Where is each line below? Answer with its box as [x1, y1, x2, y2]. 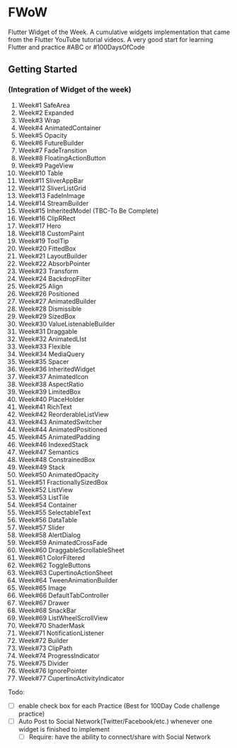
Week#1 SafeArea [18, 101, 70, 109]
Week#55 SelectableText [18, 508, 91, 517]
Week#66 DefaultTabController [18, 590, 109, 600]
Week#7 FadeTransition [18, 146, 88, 155]
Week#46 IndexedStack [18, 440, 89, 449]
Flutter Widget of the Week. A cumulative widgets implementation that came [8, 28, 231, 36]
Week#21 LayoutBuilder [18, 251, 88, 260]
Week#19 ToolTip [18, 236, 69, 245]
